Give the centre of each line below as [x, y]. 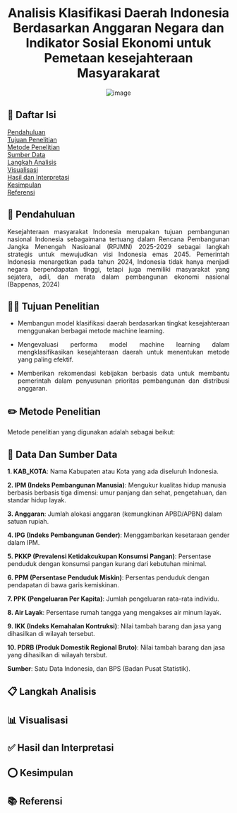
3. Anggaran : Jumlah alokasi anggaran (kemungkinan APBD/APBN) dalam [115, 514]
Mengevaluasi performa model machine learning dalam [123, 345]
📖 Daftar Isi [32, 115]
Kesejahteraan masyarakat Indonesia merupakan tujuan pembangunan [119, 231]
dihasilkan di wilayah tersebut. [51, 634]
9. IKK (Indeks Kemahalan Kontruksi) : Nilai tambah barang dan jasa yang [115, 626]
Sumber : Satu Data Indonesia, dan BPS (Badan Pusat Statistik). [99, 669]
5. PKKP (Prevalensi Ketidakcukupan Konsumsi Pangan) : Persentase [109, 556]
